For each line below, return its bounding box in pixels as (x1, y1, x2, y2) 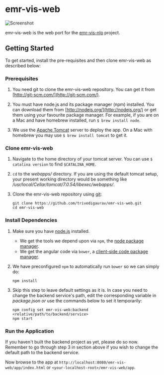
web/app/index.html (5, 365, 46, 370)
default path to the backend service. (5, 349, 80, 355)
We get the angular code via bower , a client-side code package (19, 248, 148, 254)
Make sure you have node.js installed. (12, 228, 90, 234)
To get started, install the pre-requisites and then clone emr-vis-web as (5, 57, 152, 63)
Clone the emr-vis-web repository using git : (12, 191, 102, 197)
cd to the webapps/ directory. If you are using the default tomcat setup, (12, 171, 158, 177)
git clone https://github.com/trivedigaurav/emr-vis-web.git (12, 201, 142, 206)
